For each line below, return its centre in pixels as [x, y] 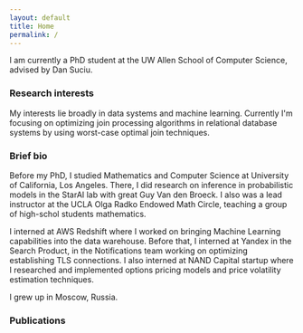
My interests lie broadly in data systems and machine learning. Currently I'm [151, 113]
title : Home [32, 26]
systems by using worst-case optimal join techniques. [110, 132]
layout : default [40, 18]
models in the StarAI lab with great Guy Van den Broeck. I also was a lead [146, 195]
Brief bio [28, 156]
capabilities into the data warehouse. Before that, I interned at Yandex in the [151, 241]
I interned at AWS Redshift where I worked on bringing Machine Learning [145, 231]
